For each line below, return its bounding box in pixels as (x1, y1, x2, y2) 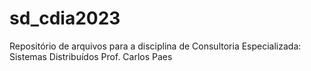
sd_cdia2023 (9, 7, 121, 30)
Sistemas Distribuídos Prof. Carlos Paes (9, 50, 173, 62)
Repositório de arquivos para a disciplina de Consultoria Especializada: (9, 40, 302, 52)
